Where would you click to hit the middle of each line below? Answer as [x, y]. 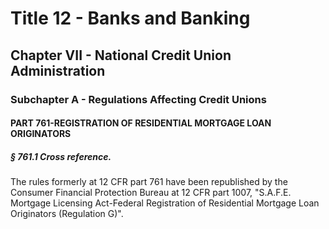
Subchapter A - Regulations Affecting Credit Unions [138, 99]
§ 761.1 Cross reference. [61, 156]
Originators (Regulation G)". [67, 214]
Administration [58, 70]
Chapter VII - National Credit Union [121, 55]
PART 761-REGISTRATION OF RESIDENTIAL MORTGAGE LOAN [141, 123]
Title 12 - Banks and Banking [130, 18]
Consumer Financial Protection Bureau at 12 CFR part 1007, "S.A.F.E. [151, 193]
